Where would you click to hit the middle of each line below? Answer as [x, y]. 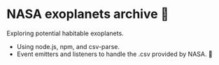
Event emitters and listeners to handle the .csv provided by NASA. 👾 [114, 54]
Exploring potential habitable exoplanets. [65, 33]
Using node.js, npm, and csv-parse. [68, 46]
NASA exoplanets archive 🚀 [88, 14]
